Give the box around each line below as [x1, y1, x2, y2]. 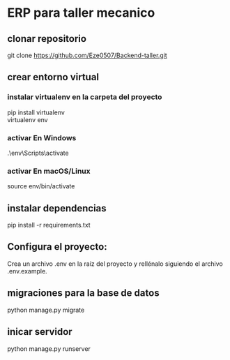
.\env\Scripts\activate [7, 149, 69, 157]
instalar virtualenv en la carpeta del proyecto [7, 92, 162, 102]
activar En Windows [7, 133, 77, 142]
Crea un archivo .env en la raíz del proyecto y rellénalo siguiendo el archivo [7, 260, 223, 268]
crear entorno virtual [7, 71, 100, 83]
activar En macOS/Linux [7, 166, 91, 176]
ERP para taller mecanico [7, 5, 155, 21]
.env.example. [7, 267, 47, 275]
